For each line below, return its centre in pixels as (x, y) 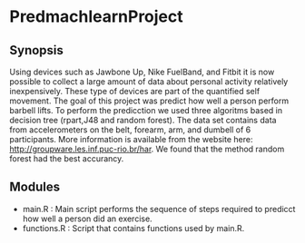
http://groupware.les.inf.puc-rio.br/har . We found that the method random (147, 149)
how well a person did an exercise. (87, 219)
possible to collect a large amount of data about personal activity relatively (149, 82)
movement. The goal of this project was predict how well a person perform (149, 101)
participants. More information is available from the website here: (131, 139)
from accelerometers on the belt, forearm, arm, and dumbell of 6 (130, 130)
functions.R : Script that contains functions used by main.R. (133, 228)
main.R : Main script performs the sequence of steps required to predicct (159, 209)
